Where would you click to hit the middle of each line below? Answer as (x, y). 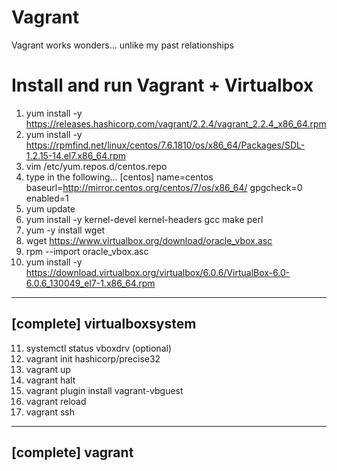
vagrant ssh (50, 412)
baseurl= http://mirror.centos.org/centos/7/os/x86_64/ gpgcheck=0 (164, 187)
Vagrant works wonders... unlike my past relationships (122, 45)
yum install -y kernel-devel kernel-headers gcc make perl (144, 219)
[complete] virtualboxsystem (104, 324)
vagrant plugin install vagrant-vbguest (104, 390)
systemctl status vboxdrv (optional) (98, 348)
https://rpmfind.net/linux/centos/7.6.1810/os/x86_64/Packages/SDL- (165, 145)
